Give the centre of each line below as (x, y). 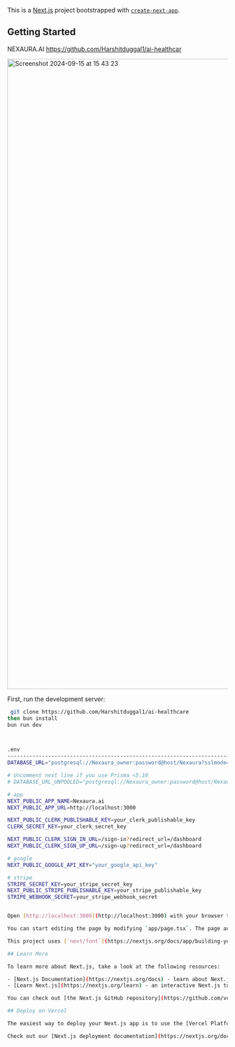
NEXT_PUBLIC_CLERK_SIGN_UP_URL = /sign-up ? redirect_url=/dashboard (104, 846)
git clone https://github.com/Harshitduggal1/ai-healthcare (100, 712)
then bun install (33, 718)
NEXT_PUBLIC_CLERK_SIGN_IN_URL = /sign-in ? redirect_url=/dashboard (104, 840)
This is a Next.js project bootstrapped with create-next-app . (94, 10)
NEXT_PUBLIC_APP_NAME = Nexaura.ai (56, 801)
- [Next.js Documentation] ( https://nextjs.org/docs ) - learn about (108, 979)
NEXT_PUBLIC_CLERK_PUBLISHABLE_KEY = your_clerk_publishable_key (101, 820)
